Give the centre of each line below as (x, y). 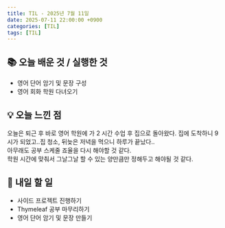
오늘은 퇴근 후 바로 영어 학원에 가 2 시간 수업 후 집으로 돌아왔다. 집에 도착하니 (110, 133)
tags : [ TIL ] (24, 33)
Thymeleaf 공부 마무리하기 (53, 209)
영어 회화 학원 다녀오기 (47, 92)
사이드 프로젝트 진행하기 (49, 201)
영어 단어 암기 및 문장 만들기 (55, 218)
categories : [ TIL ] (33, 26)
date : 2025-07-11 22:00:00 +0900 (55, 20)
